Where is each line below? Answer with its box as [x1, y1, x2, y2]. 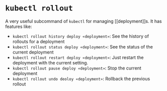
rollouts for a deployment [12, 38, 65, 44]
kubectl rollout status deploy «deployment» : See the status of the [12, 43, 153, 49]
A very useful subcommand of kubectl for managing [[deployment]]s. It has [5, 18, 162, 24]
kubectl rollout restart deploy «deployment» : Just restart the [12, 54, 144, 60]
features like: [5, 23, 32, 29]
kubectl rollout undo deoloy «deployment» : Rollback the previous [12, 75, 150, 81]
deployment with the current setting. [12, 59, 89, 65]
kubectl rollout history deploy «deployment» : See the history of [12, 33, 149, 39]
